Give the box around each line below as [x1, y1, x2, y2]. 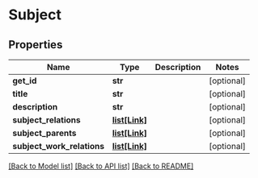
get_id [12, 75, 37, 86]
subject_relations [12, 114, 81, 126]
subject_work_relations [12, 141, 105, 151]
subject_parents [12, 127, 77, 139]
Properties [8, 38, 63, 52]
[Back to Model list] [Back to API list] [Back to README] [8, 161, 194, 171]
